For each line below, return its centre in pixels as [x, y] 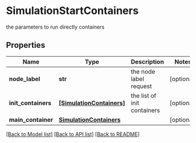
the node [143, 71]
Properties [26, 45]
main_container [31, 120]
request [141, 86]
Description [148, 61]
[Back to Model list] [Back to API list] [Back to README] [73, 134]
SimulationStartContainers [72, 11]
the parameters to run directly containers [55, 27]
